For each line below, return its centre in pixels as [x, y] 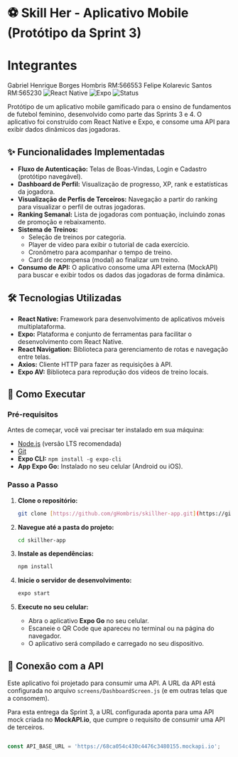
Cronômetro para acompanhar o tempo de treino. [100, 252]
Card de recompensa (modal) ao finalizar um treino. [104, 259]
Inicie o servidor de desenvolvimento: [75, 580]
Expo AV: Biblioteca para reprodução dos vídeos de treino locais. [113, 372]
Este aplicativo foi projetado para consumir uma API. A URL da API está [112, 683]
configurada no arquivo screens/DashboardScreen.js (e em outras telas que [117, 691]
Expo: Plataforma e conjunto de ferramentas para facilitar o [104, 334]
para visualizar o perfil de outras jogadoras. [81, 207]
